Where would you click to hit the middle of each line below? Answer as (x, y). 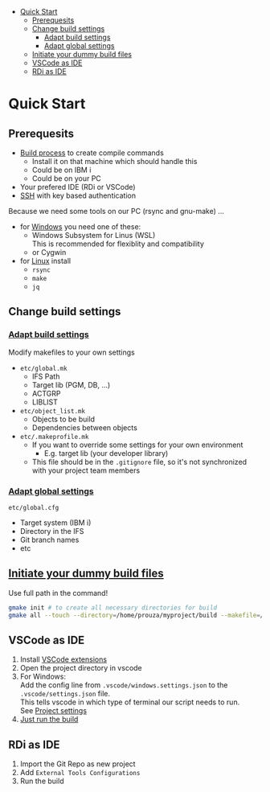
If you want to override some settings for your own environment (137, 445)
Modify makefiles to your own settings (72, 352)
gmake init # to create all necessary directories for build (113, 607)
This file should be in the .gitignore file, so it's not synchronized (139, 462)
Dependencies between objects (85, 427)
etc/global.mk (43, 368)
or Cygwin (49, 252)
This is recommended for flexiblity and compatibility (118, 244)
